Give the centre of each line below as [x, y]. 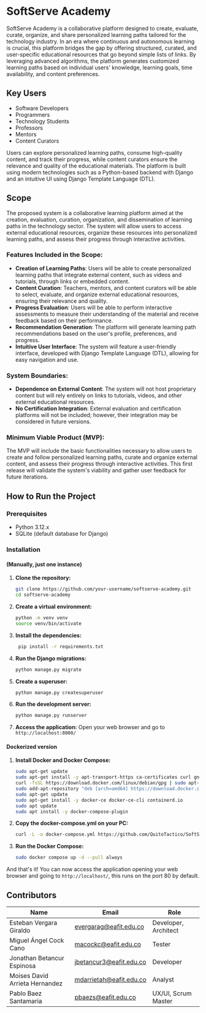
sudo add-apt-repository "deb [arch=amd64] [72, 789]
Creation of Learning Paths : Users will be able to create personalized [103, 268]
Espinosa [23, 966]
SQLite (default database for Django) [62, 534]
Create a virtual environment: [53, 607]
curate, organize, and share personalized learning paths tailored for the [96, 34]
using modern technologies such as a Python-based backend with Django [100, 172]
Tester [162, 944]
